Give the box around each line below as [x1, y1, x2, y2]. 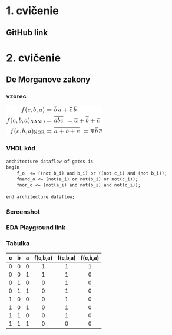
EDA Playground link [6, 223, 66, 231]
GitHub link [6, 28, 48, 38]
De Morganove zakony [6, 75, 91, 85]
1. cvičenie [6, 4, 59, 18]
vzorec [6, 93, 27, 101]
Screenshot [6, 208, 40, 216]
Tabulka [6, 239, 30, 247]
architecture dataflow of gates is [6, 158, 94, 165]
